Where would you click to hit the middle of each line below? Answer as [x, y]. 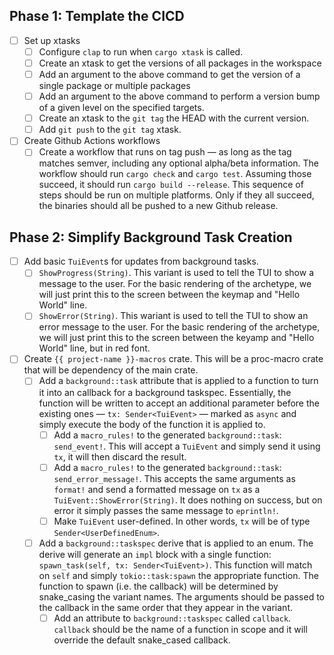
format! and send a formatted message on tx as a [157, 489]
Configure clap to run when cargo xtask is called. [141, 51]
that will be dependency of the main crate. [111, 370]
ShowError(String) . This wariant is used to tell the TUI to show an [173, 316]
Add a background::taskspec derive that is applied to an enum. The [176, 543]
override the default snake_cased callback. [142, 640]
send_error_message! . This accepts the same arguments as [174, 478]
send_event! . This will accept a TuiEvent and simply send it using [187, 446]
